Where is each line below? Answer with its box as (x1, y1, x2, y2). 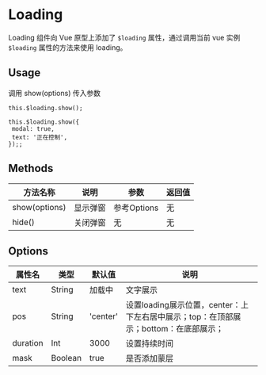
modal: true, (11, 124, 55, 132)
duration (12, 338, 44, 349)
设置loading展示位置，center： (125, 300, 241, 311)
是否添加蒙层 (125, 353, 174, 364)
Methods (8, 162, 54, 175)
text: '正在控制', (11, 133, 68, 141)
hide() (12, 216, 35, 228)
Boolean (51, 353, 82, 364)
